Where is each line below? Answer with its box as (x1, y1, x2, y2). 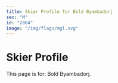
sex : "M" (6, 14, 28, 20)
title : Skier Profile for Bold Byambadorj (6, 8, 113, 15)
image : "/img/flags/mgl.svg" (6, 25, 79, 31)
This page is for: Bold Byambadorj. (6, 71, 91, 78)
